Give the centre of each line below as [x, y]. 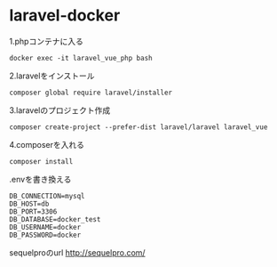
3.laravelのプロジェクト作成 [60, 110]
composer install [41, 161]
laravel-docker [65, 16]
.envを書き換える [40, 179]
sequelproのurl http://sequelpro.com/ [77, 252]
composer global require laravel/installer [91, 93]
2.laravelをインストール [52, 76]
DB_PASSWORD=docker [45, 235]
